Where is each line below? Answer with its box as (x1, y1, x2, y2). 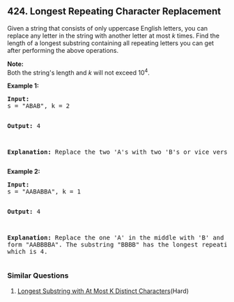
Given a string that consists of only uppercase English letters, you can (7, 24, 208, 32)
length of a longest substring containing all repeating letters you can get (7, 38, 214, 47)
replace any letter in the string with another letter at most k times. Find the (7, 31, 220, 40)
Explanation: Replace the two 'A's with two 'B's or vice (7, 148, 210, 156)
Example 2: (7, 167, 40, 176)
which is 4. (7, 248, 48, 256)
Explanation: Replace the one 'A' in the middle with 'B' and (7, 234, 224, 242)
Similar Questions (7, 271, 69, 280)
